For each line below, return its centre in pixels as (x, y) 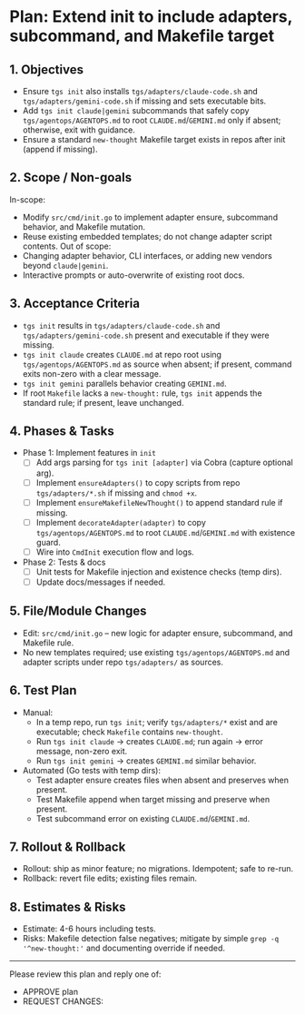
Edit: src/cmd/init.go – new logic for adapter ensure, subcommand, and (157, 633)
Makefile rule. (48, 643)
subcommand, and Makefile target (142, 36)
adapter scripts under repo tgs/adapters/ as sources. (123, 662)
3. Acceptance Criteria (75, 304)
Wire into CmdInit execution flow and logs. (115, 552)
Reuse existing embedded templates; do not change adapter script (147, 236)
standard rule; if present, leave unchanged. (103, 402)
